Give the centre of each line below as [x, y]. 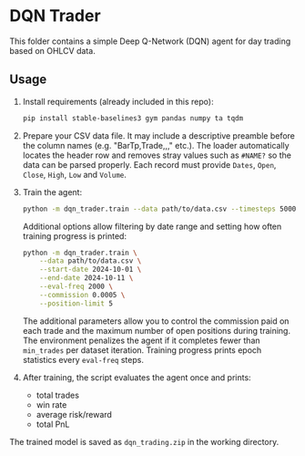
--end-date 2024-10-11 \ [86, 278]
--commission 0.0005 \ [82, 295]
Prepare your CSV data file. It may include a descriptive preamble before [159, 135]
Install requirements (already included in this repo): [118, 101]
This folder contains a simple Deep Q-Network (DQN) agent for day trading [150, 41]
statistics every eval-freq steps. [83, 359]
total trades [58, 395]
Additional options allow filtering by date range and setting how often [152, 226]
